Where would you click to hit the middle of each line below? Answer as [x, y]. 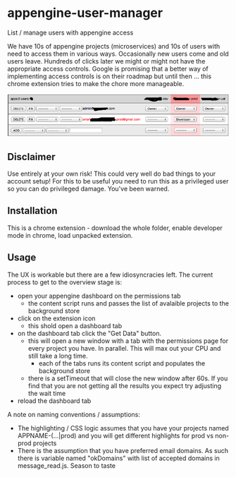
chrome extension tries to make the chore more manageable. [96, 83]
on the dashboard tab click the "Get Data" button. [89, 333]
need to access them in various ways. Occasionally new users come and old [118, 54]
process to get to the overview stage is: [64, 282]
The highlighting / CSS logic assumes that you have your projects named [123, 428]
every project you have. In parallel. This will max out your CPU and [124, 348]
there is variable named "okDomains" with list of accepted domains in [118, 458]
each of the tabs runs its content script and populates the [122, 363]
